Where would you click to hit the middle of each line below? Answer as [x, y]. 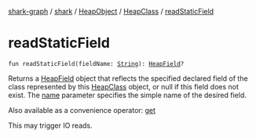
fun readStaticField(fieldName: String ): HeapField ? [96, 64]
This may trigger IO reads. [50, 125]
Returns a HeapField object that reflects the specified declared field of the [128, 78]
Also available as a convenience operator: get [82, 110]
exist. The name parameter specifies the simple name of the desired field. [128, 95]
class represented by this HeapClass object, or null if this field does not [124, 86]
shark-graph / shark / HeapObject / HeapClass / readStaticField [111, 11]
